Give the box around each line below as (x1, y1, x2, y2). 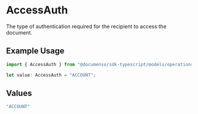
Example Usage (6, 46, 65, 56)
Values (6, 88, 32, 98)
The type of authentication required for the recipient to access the (6, 23, 167, 30)
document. (6, 29, 32, 36)
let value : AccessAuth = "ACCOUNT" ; (6, 72, 96, 78)
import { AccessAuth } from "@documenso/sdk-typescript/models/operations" (6, 61, 196, 67)
